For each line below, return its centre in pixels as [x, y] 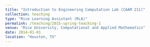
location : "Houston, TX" [31, 37]
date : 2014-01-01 [23, 32]
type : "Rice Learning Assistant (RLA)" [46, 19]
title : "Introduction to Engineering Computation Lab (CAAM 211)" [75, 10]
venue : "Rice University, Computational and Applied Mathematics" [75, 28]
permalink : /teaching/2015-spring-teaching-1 [53, 23]
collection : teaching [28, 14]
